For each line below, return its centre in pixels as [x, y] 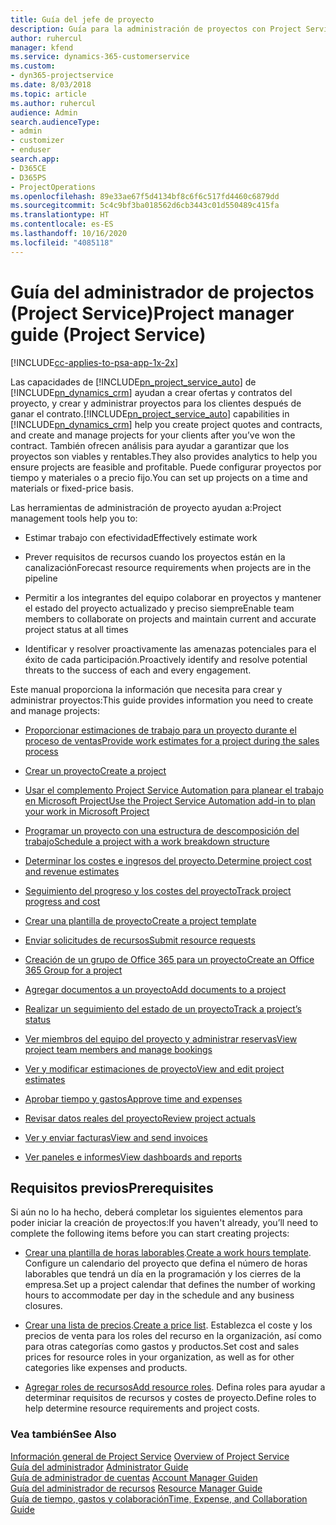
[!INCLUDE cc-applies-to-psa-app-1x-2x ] [94, 362]
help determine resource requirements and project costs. [142, 1408]
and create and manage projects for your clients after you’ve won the [153, 435]
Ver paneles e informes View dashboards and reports [133, 1157]
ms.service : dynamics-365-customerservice [100, 57]
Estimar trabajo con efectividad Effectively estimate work [141, 537]
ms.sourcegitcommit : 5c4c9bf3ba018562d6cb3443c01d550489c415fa [145, 206]
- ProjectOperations [53, 187]
